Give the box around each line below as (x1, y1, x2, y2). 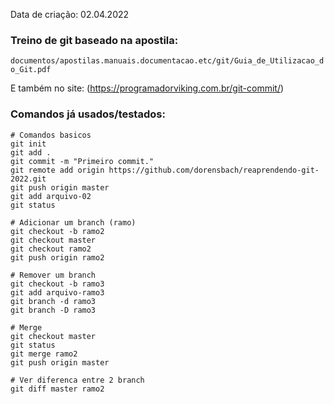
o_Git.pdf (10, 65, 52, 75)
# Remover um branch (10, 270, 97, 280)
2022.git (10, 174, 47, 184)
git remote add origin (10, 165, 105, 175)
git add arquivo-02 (10, 191, 92, 201)
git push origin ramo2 (10, 252, 105, 263)
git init (10, 139, 47, 149)
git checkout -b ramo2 (10, 226, 105, 236)
